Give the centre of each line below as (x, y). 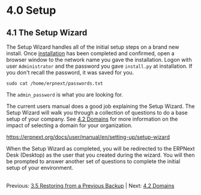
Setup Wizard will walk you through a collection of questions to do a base (97, 112)
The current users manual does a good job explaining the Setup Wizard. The (100, 106)
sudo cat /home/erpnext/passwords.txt (55, 83)
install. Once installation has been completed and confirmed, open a (91, 53)
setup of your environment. (40, 168)
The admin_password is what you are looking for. (65, 94)
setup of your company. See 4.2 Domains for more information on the (92, 119)
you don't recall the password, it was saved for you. (70, 72)
